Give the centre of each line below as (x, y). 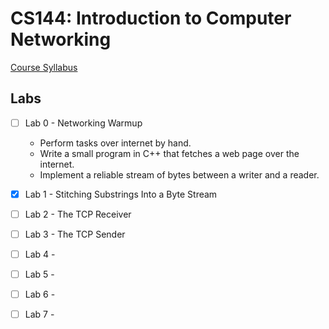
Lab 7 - (39, 314)
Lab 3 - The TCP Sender (75, 234)
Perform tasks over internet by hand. (115, 143)
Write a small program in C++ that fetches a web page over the (169, 153)
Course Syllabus (44, 67)
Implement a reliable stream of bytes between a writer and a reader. (179, 174)
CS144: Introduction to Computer (151, 18)
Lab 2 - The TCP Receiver (78, 214)
